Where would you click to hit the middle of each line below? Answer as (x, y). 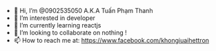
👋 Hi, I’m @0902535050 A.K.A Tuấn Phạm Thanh (83, 11)
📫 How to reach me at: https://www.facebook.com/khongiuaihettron (111, 40)
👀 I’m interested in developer (54, 18)
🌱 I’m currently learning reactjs (57, 25)
